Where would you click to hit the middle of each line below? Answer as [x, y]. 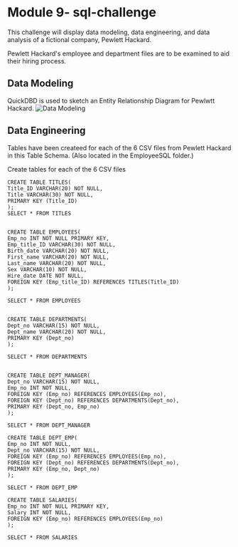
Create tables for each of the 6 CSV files [67, 169]
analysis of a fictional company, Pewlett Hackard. [79, 39]
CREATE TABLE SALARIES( [43, 500]
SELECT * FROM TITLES [39, 213]
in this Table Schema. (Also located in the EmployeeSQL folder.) [101, 155]
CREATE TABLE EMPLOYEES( [44, 232]
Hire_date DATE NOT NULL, [45, 276]
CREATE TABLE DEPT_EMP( [43, 438]
